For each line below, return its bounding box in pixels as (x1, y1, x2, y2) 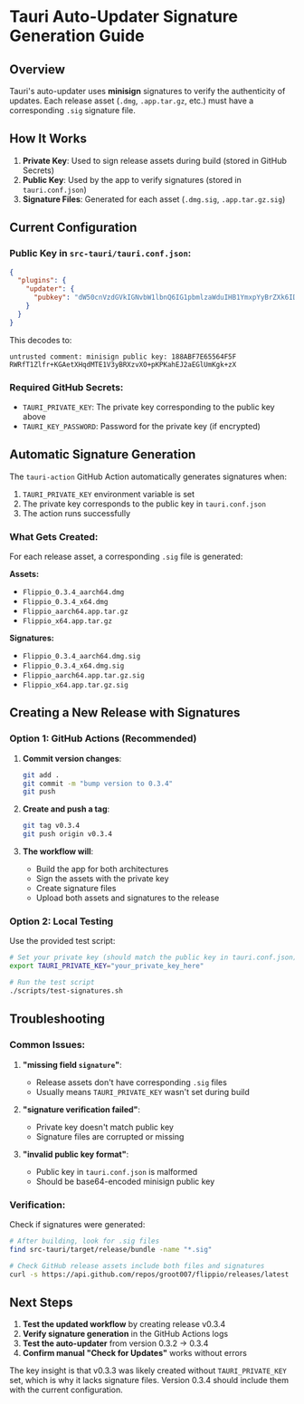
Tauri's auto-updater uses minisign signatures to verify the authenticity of (9, 86, 286, 96)
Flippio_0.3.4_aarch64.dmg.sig (22, 652, 141, 661)
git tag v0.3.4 (22, 822, 81, 831)
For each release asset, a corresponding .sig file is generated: (9, 551, 243, 563)
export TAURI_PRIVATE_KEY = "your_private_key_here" (9, 962, 204, 971)
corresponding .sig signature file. (9, 105, 136, 115)
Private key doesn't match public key (35, 1121, 175, 1132)
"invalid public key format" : (22, 1149, 129, 1159)
